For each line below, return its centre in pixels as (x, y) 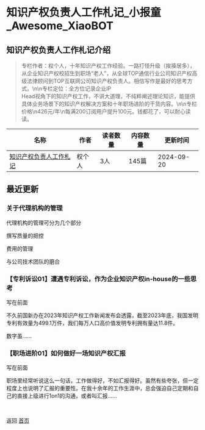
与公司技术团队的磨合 (33, 261)
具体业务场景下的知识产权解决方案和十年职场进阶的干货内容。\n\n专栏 (109, 104)
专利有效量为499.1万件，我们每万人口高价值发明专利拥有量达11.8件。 (92, 323)
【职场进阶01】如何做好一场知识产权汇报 (66, 353)
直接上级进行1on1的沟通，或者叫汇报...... (67, 396)
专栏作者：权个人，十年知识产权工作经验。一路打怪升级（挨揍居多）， (108, 66)
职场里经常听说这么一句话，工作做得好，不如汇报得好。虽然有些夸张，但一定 (103, 381)
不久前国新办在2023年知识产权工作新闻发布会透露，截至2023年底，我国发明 (103, 315)
